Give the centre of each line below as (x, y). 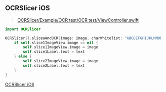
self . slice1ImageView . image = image (61, 47)
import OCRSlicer (23, 29)
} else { (23, 56)
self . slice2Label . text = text (54, 66)
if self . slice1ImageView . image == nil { (56, 43)
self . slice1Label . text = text (54, 52)
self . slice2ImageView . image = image (61, 61)
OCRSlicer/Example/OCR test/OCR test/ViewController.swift (78, 20)
